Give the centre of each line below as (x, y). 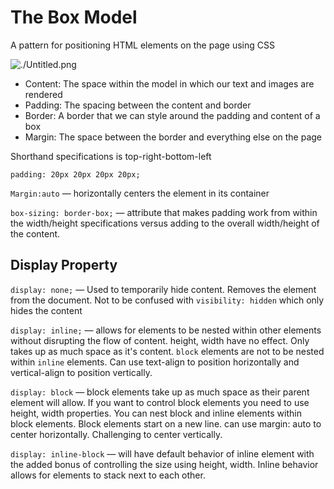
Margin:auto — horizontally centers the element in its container (140, 193)
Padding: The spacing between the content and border (138, 105)
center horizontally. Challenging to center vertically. (116, 434)
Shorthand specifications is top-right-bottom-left (111, 156)
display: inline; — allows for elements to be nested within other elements (166, 330)
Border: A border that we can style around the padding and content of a (172, 115)
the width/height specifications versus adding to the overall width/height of (165, 223)
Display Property (64, 265)
